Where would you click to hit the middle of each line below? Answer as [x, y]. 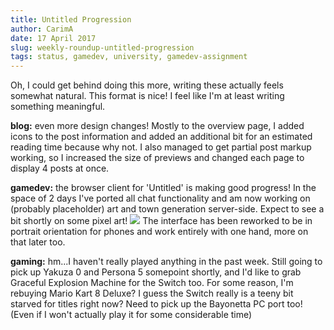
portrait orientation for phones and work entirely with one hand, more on [159, 232]
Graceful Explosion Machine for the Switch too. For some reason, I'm [152, 283]
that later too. [38, 242]
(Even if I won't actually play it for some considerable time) [131, 315]
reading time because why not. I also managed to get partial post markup [161, 147]
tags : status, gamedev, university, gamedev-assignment [129, 57]
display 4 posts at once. [60, 168]
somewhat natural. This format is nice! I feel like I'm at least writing [147, 96]
